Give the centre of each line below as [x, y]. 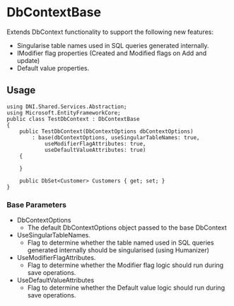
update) [28, 60]
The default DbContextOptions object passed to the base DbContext [127, 228]
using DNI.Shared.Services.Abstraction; [67, 107]
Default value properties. [53, 68]
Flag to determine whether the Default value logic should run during [126, 288]
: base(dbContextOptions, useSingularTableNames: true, [116, 137]
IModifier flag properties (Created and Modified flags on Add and [112, 53]
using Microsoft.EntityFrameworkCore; [64, 113]
